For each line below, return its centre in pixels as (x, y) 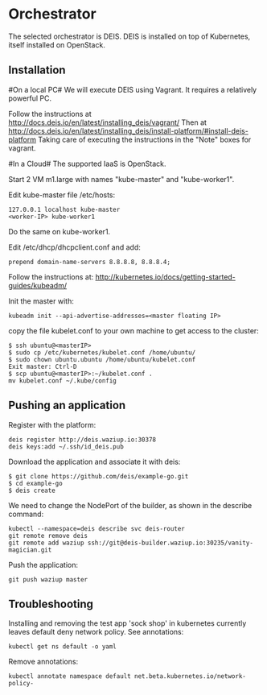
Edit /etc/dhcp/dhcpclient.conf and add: (74, 247)
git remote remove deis (48, 536)
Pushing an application (67, 405)
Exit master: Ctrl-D (43, 366)
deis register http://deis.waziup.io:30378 (82, 440)
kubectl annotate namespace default (70, 676)
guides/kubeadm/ (37, 285)
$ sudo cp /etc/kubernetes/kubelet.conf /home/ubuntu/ (102, 352)
